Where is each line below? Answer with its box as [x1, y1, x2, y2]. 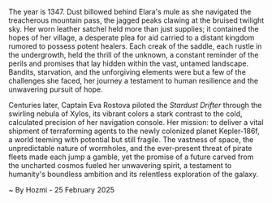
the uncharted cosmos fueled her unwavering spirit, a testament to [8, 161, 232, 170]
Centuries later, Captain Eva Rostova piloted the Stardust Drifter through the [8, 101, 262, 110]
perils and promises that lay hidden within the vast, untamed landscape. [8, 58, 249, 68]
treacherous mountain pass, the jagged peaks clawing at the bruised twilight [8, 15, 265, 25]
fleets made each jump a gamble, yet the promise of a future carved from [8, 152, 254, 162]
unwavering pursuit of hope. [8, 84, 103, 94]
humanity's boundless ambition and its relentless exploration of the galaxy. [8, 170, 258, 179]
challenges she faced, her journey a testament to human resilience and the [8, 76, 259, 85]
